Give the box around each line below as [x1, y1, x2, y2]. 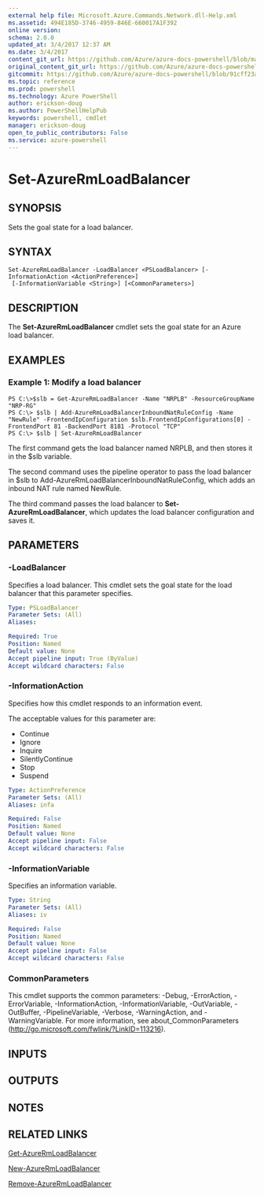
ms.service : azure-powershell [8, 136, 108, 144]
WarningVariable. [8, 1016, 64, 1026]
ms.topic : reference [8, 77, 76, 85]
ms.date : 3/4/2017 [8, 48, 68, 56]
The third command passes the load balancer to [8, 498, 163, 509]
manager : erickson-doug [8, 121, 86, 129]
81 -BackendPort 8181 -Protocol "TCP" [53, 423, 181, 430]
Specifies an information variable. [8, 881, 117, 891]
